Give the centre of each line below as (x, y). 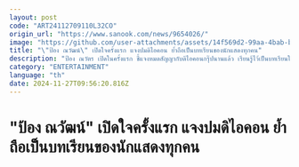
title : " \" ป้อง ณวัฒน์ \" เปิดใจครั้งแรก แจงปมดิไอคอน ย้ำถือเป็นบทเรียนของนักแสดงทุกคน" (136, 51)
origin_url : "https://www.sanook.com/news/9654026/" (109, 34)
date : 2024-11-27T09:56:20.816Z (69, 83)
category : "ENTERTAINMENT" (59, 68)
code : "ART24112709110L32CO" (63, 26)
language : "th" (37, 76)
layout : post (33, 17)
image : (21, 42)
